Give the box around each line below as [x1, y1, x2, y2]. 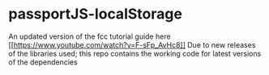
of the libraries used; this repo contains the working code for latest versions [8, 48, 262, 58]
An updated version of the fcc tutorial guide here [8, 31, 172, 41]
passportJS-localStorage [8, 5, 182, 23]
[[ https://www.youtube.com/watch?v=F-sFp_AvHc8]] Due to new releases [8, 40, 256, 49]
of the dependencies [8, 57, 79, 67]
